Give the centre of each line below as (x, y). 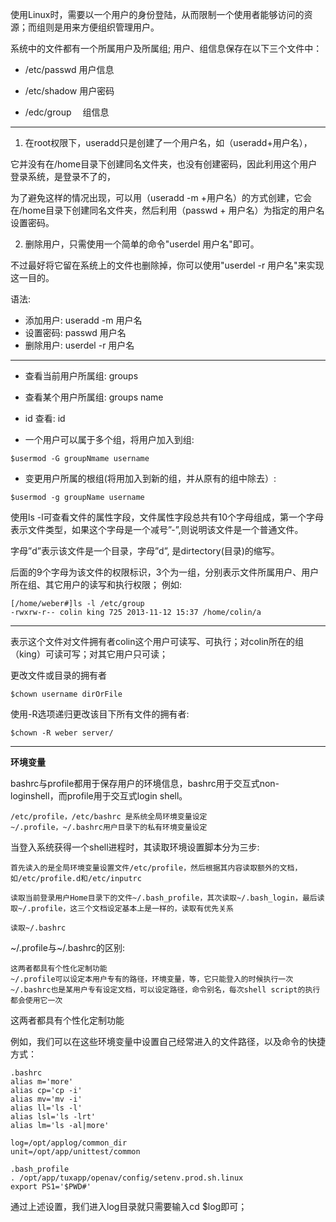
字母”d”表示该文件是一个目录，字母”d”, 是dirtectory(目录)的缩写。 (145, 551)
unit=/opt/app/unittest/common (75, 1152)
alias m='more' (42, 1082)
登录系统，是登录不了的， (63, 176)
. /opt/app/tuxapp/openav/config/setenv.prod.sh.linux (127, 1178)
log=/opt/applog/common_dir (69, 1143)
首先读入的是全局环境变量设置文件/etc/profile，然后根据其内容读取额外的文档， (156, 868)
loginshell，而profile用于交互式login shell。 (99, 796)
